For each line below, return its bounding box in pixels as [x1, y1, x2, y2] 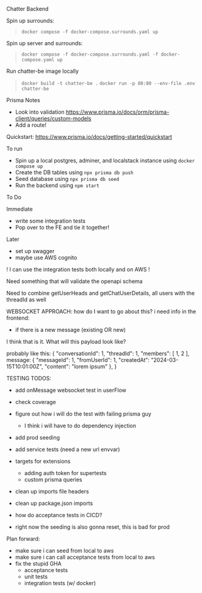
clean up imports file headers [15, 488, 90, 495]
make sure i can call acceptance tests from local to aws [15, 553, 156, 561]
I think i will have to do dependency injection [24, 422, 136, 429]
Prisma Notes [6, 97, 41, 103]
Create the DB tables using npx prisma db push [15, 169, 134, 176]
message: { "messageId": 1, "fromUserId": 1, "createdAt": [6, 356, 150, 363]
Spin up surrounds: [6, 17, 55, 24]
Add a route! [15, 122, 47, 128]
